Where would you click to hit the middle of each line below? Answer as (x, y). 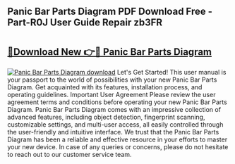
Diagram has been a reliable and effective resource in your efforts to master (117, 139)
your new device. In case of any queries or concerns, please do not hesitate (118, 147)
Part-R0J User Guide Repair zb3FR (85, 23)
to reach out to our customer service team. (70, 154)
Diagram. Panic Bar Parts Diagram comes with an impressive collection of (114, 109)
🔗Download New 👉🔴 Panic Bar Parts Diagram (110, 52)
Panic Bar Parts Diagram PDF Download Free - (110, 12)
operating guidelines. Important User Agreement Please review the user (112, 95)
